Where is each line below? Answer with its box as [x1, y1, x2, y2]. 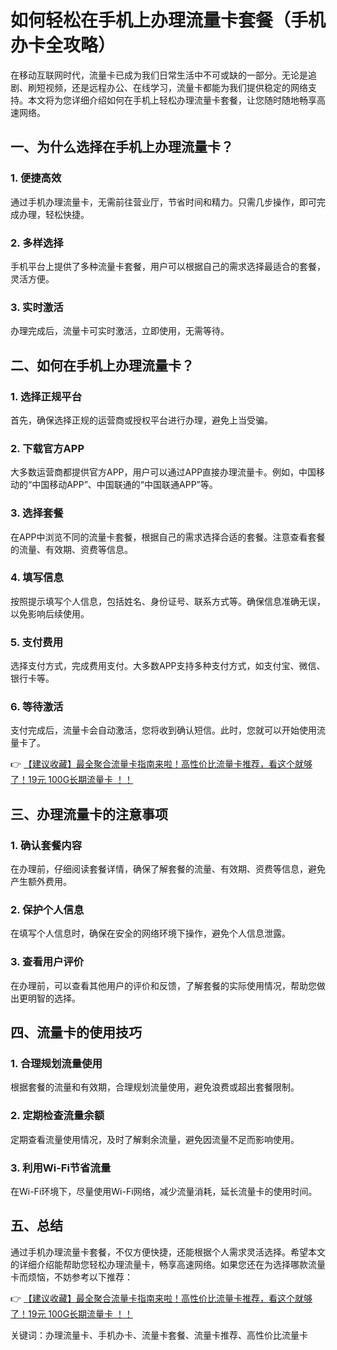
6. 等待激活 [10, 700, 64, 714]
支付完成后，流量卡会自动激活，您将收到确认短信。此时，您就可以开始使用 [10, 724, 317, 736]
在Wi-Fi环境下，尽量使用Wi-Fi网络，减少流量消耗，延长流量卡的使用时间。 [10, 1185, 318, 1197]
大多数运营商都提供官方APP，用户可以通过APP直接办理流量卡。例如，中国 [10, 466, 317, 478]
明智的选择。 [27, 992, 81, 1004]
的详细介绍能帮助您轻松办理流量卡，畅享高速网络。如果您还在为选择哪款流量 [10, 1258, 326, 1270]
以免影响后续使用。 [10, 607, 90, 620]
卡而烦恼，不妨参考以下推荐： [10, 1271, 133, 1283]
